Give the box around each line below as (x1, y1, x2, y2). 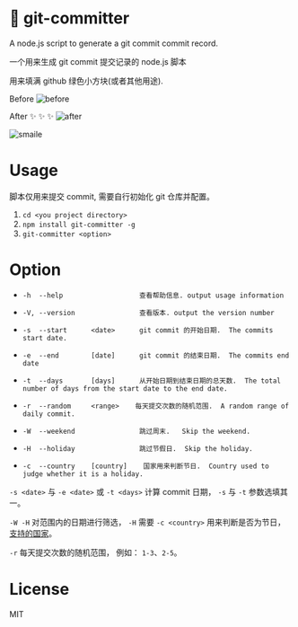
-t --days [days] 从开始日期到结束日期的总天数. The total (22, 376, 281, 385)
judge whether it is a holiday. (22, 469, 144, 479)
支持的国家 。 (9, 527, 57, 538)
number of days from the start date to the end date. (22, 384, 228, 393)
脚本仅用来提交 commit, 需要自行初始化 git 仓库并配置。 (9, 190, 215, 201)
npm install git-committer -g (22, 220, 136, 229)
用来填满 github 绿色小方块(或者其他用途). (9, 75, 163, 86)
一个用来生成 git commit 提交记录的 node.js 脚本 (9, 56, 187, 66)
